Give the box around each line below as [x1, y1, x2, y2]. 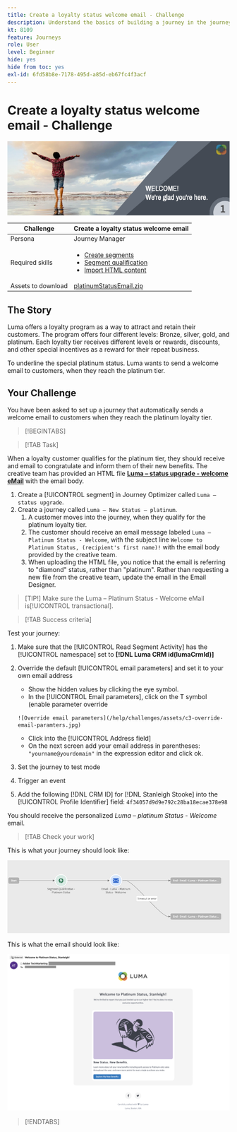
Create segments [84, 251, 134, 259]
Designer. [28, 580, 56, 589]
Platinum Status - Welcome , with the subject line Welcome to [28, 535, 203, 544]
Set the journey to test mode [17, 763, 101, 771]
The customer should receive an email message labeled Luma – [28, 528, 212, 536]
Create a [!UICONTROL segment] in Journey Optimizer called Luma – [17, 490, 217, 499]
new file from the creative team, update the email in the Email [28, 573, 207, 581]
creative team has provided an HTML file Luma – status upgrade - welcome [7, 469, 229, 477]
